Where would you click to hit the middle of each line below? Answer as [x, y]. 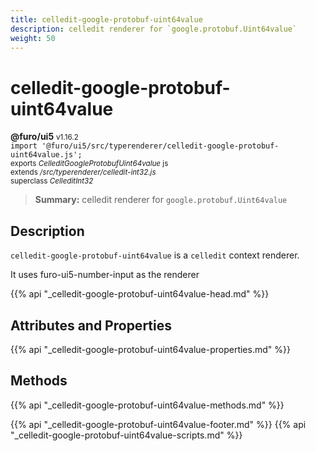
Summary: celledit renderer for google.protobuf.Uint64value [161, 200]
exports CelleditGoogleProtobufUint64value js [89, 164]
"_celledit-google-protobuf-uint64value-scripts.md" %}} [126, 435]
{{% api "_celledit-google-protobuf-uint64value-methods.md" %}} [147, 405]
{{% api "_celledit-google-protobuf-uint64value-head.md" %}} [140, 294]
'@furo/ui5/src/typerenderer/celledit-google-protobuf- [160, 146]
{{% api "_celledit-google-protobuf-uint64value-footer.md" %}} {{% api [158, 424]
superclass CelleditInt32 [52, 181]
